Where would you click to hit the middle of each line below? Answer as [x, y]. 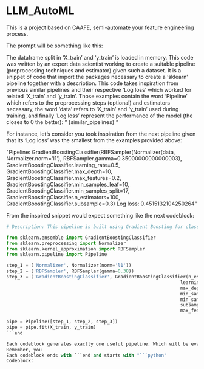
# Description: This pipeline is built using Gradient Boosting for [95, 226]
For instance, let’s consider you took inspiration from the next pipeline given [101, 134]
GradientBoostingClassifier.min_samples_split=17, [68, 191]
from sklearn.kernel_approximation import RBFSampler [76, 249]
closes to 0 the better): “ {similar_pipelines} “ [62, 122]
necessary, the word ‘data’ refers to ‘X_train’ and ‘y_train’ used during [93, 109]
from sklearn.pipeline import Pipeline [57, 255]
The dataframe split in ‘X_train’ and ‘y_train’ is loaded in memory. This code [100, 57]
